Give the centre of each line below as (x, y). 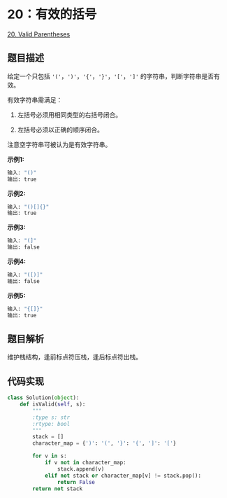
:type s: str (51, 417)
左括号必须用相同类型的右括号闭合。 (69, 115)
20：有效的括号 (52, 14)
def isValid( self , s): (53, 404)
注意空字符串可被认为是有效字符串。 (59, 144)
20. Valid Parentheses (39, 34)
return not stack (57, 489)
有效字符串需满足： (35, 99)
